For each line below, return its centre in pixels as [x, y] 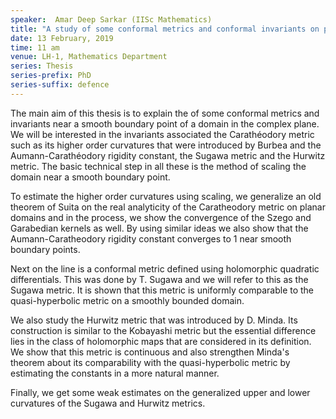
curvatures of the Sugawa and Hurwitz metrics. [108, 403]
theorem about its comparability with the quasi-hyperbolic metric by [150, 362]
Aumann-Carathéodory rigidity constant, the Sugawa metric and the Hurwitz [168, 155]
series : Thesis [42, 66]
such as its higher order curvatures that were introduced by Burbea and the [166, 145]
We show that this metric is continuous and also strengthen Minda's [150, 352]
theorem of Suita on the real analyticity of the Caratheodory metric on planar [168, 207]
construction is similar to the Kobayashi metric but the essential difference [163, 330]
